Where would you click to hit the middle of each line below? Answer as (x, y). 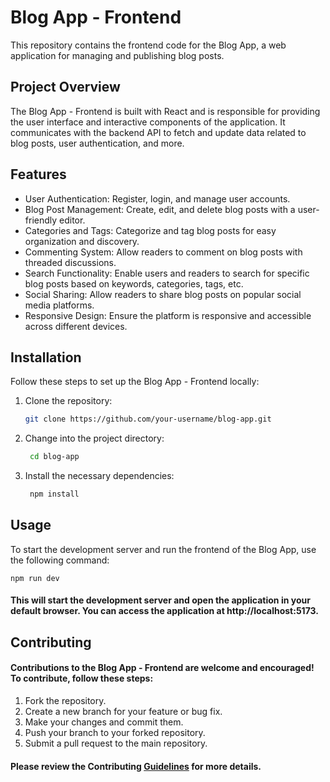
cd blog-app (54, 457)
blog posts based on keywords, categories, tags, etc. (134, 283)
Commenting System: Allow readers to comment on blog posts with (163, 252)
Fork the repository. (65, 700)
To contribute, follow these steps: (82, 678)
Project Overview (65, 87)
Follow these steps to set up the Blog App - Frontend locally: (135, 382)
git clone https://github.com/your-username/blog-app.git (148, 419)
